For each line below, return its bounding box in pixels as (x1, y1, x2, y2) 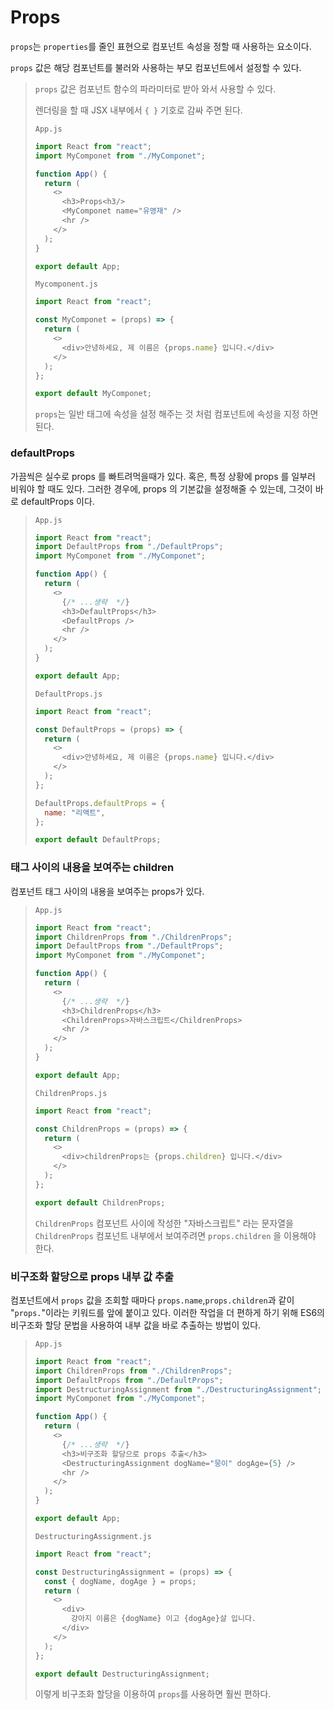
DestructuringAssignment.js (34, 1531, 152, 1541)
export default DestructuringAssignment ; (34, 1669, 211, 1679)
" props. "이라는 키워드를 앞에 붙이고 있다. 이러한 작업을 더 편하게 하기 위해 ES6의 (10, 1306, 325, 1318)
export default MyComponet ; (34, 389, 152, 399)
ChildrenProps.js (34, 1088, 108, 1098)
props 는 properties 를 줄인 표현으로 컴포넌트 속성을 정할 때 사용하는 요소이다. (10, 40, 312, 52)
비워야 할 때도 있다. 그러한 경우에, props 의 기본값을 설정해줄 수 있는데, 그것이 (10, 482, 313, 495)
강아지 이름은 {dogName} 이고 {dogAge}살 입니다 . (71, 1614, 257, 1624)
